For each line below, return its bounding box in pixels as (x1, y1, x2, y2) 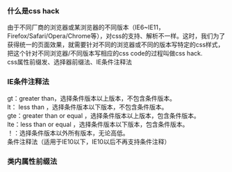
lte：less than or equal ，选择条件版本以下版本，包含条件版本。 (7, 120, 189, 128)
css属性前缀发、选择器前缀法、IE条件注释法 (7, 58, 132, 67)
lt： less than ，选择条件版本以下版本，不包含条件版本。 (7, 103, 168, 111)
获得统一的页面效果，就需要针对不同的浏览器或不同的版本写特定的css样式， (7, 40, 224, 49)
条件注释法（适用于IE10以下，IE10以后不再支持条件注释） (7, 137, 171, 146)
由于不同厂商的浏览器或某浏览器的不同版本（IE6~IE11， (7, 23, 165, 32)
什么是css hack (7, 6, 60, 15)
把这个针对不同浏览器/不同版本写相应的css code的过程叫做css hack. (7, 49, 203, 58)
